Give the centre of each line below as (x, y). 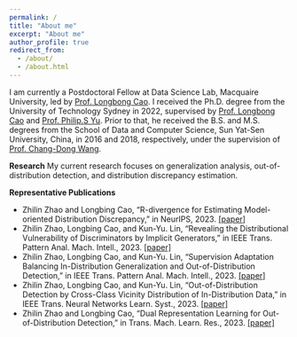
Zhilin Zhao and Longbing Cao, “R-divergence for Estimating (132, 209)
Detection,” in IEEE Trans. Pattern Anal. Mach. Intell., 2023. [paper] (144, 275)
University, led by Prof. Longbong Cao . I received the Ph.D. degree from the (147, 101)
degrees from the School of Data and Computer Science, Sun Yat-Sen (137, 129)
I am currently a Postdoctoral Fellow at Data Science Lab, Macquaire (134, 92)
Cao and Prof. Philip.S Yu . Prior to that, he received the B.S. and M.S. (135, 120)
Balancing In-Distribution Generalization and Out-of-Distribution (138, 266)
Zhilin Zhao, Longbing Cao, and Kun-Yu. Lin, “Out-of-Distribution (140, 285)
